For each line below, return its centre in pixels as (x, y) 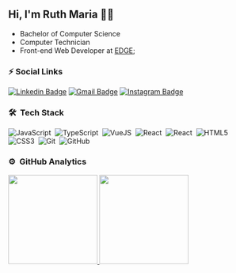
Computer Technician (55, 42)
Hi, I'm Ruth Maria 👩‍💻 (61, 15)
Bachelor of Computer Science (70, 33)
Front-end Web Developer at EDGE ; (78, 50)
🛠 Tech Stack (36, 113)
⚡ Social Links (36, 71)
